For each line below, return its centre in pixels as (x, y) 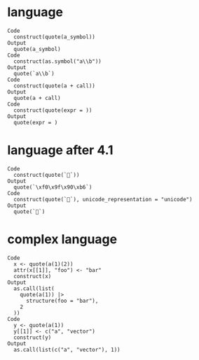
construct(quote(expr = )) (53, 110)
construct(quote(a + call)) (55, 86)
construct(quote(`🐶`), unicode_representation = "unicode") (103, 199)
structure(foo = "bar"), (62, 301)
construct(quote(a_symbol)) (55, 37)
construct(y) (33, 337)
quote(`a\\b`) (34, 73)
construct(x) (33, 276)
